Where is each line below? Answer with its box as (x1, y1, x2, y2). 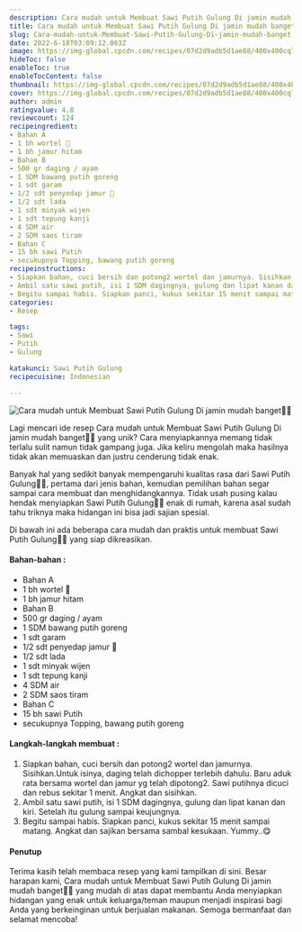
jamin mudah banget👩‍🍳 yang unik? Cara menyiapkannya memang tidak (9, 431, 273, 442)
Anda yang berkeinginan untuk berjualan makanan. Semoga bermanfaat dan (9, 904, 292, 915)
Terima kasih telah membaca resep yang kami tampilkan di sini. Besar (9, 866, 267, 877)
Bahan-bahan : (9, 555, 67, 566)
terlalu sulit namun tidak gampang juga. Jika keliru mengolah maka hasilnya (9, 441, 289, 452)
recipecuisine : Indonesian (9, 372, 111, 381)
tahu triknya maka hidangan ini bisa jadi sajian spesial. (9, 506, 209, 518)
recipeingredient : (9, 122, 78, 131)
